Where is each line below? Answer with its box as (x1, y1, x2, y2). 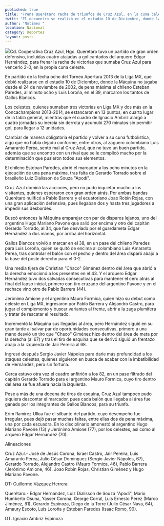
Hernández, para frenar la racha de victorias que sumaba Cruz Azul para (5, 59, 151, 65)
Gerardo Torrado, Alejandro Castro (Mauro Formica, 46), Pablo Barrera (5, 461, 147, 467)
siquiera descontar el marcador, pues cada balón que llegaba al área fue (5, 396, 151, 402)
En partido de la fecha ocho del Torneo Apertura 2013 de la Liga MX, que (5, 74, 152, 79)
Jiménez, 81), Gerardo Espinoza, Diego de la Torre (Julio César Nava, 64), (5, 501, 154, 506)
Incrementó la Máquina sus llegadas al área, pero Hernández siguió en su (5, 321, 153, 326)
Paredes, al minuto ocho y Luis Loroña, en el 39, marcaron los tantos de (5, 89, 150, 95)
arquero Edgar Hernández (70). (5, 431, 68, 437)
